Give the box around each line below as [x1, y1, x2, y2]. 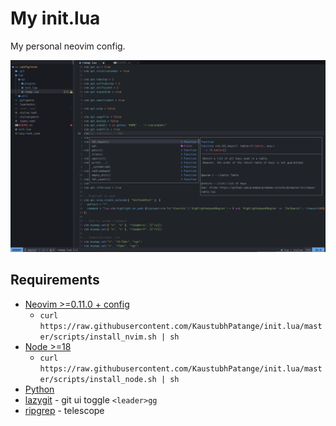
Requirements [10, 272, 100, 289]
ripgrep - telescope [24, 404, 105, 416]
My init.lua [10, 7, 101, 30]
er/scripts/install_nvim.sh [39, 332, 157, 342]
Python [24, 383, 55, 395]
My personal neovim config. [10, 40, 126, 52]
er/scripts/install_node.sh [39, 374, 157, 384]
